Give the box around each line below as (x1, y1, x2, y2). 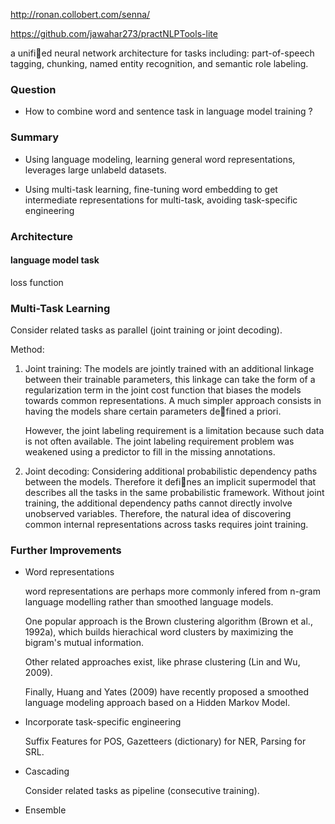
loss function (10, 276, 64, 288)
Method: (10, 344, 45, 356)
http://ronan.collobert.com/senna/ (10, 9, 151, 20)
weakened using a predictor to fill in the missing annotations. (24, 446, 276, 458)
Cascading (24, 765, 70, 778)
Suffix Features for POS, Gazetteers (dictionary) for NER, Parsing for (24, 735, 307, 748)
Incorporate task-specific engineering (24, 716, 182, 728)
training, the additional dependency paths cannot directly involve (24, 497, 293, 509)
